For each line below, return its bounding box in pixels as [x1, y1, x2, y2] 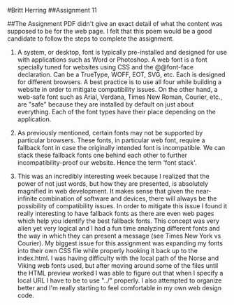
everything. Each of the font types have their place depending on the [17, 108, 217, 116]
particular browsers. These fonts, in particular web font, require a [17, 136, 205, 144]
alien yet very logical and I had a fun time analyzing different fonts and [17, 224, 220, 232]
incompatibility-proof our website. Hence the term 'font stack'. [17, 158, 197, 167]
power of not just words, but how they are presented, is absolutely [17, 179, 208, 188]
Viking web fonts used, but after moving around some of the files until [17, 262, 219, 269]
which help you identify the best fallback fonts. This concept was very [17, 217, 220, 225]
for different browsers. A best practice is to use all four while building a [17, 78, 222, 86]
